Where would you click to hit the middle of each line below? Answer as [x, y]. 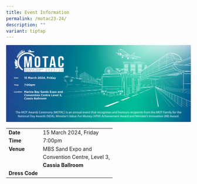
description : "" [26, 25]
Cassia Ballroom [63, 165]
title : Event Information [38, 12]
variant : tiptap [26, 31]
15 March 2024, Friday [71, 132]
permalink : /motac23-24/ [36, 18]
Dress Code [23, 173]
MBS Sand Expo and [67, 149]
